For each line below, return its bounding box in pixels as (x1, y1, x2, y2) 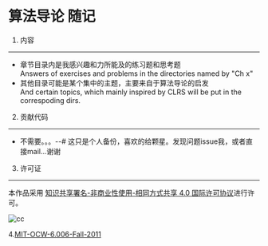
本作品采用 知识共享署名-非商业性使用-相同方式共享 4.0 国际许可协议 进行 (8, 188, 248, 197)
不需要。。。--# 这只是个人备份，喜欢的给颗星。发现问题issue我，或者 (19, 137, 246, 146)
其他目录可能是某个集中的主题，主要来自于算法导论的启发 (19, 77, 209, 88)
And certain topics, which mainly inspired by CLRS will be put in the (19, 87, 242, 97)
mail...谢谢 (26, 146, 61, 156)
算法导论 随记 (8, 7, 96, 26)
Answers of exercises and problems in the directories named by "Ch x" (19, 69, 254, 78)
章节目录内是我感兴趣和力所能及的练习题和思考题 (19, 59, 181, 69)
